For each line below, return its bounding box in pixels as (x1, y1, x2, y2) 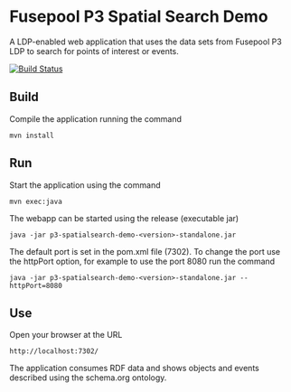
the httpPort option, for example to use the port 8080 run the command (9, 256, 276, 266)
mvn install (9, 131, 54, 140)
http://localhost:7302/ (9, 347, 99, 356)
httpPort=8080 (9, 281, 63, 290)
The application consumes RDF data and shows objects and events (9, 363, 259, 374)
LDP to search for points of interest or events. (9, 45, 179, 56)
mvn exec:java (9, 197, 63, 206)
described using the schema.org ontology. (9, 372, 167, 383)
